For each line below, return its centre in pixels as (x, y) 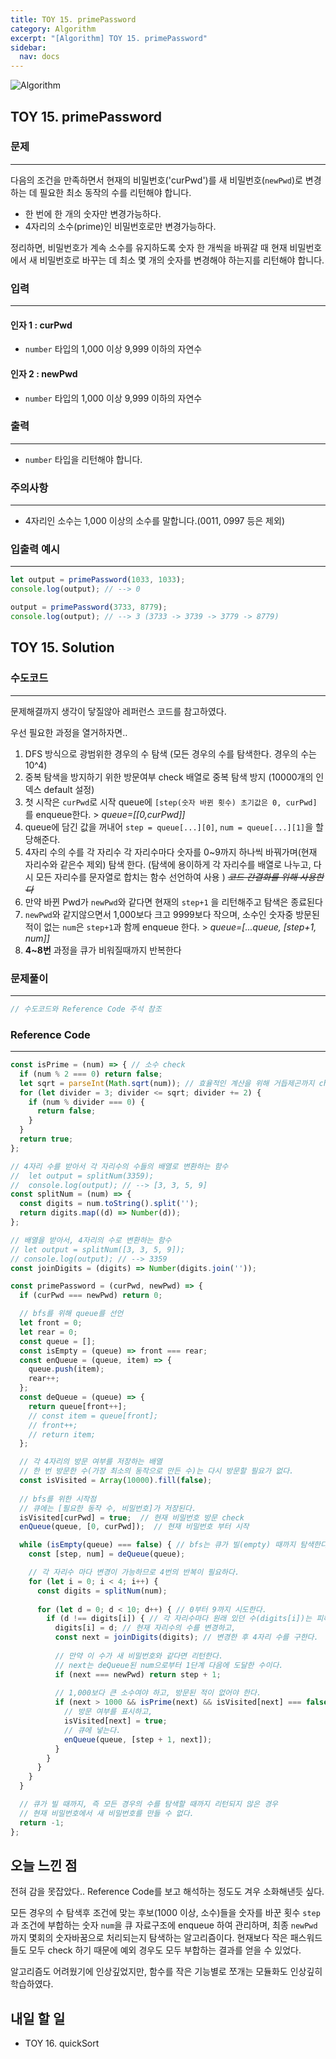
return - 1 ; (42, 1822)
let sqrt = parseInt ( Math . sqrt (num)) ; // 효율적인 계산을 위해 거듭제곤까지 (167, 1083)
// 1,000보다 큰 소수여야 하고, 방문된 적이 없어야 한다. (158, 1693)
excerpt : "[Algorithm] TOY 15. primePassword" (109, 38)
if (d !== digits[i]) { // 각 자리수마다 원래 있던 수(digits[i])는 (179, 1619)
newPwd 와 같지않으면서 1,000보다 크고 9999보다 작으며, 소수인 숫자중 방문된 (172, 914)
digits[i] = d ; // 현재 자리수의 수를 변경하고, (145, 1628)
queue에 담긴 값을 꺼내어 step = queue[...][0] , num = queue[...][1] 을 (169, 827)
